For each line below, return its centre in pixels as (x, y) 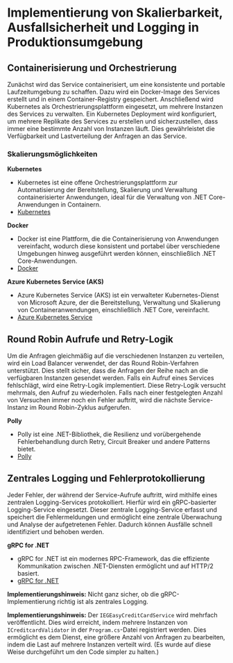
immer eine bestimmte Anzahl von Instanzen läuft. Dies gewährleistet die (111, 129)
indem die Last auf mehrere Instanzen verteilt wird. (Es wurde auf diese (109, 644)
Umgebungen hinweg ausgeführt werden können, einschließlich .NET (116, 254)
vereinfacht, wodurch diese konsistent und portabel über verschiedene (119, 246)
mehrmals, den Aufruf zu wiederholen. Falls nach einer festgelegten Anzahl (115, 393)
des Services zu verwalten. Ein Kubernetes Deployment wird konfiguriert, (112, 114)
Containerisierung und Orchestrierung (92, 68)
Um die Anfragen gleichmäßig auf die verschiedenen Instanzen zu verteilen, (116, 356)
